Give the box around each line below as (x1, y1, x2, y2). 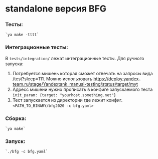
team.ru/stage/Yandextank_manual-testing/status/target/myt (12, 81, 138, 87)
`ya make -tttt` (5, 32, 39, 38)
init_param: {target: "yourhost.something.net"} (12, 92, 116, 98)
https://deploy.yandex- (93, 76, 141, 82)
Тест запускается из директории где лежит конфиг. (12, 97, 123, 103)
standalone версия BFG (5, 3, 107, 15)
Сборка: (5, 115, 27, 122)
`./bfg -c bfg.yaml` (5, 149, 49, 154)
